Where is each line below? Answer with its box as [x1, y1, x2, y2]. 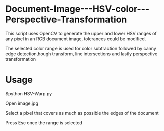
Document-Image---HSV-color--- [5, 3, 150, 15]
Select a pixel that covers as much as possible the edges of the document [5, 110, 159, 116]
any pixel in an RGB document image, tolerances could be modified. [5, 36, 146, 42]
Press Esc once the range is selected [5, 119, 82, 126]
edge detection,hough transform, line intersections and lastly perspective [5, 51, 158, 57]
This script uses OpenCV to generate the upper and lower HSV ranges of [5, 30, 157, 36]
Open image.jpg [5, 100, 39, 106]
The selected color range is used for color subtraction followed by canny [5, 45, 156, 51]
